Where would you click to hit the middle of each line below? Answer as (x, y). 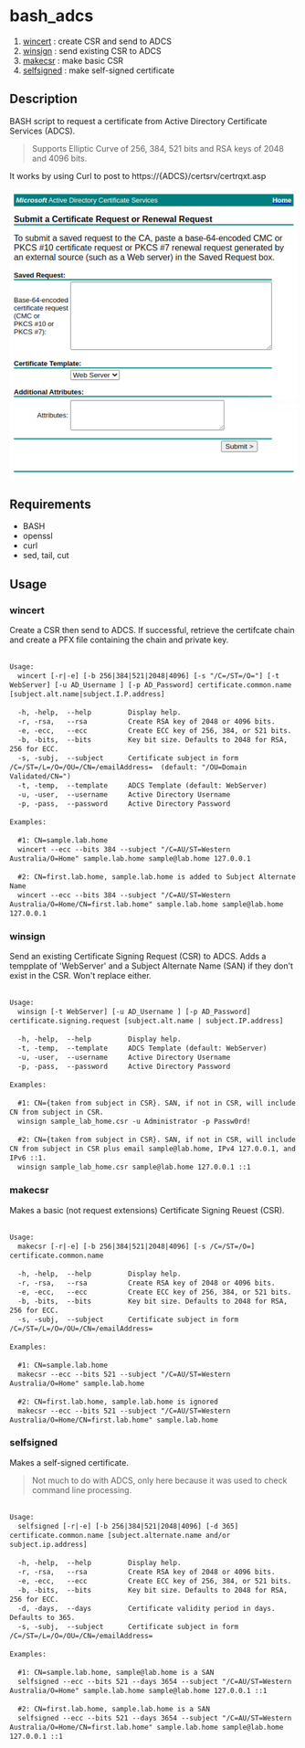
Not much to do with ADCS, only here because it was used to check (159, 1480)
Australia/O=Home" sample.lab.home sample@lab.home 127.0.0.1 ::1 (138, 1690)
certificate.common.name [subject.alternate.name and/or (120, 1535)
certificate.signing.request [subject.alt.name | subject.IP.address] (147, 1021)
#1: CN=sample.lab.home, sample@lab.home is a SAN (116, 1672)
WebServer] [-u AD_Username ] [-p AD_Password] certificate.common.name (151, 685)
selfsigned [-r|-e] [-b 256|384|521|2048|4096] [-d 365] (128, 1526)
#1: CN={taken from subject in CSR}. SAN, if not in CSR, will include (157, 1103)
